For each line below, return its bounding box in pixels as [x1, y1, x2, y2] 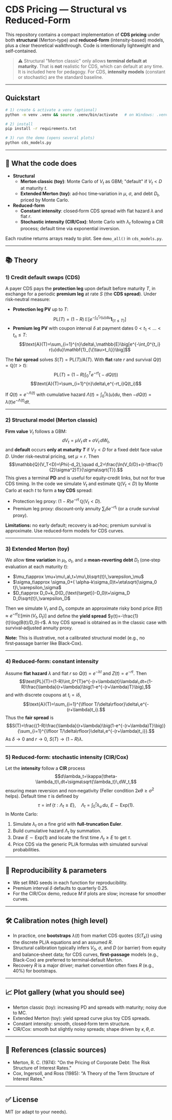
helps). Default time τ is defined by [5, 793, 79, 799]
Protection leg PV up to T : [12, 306, 69, 312]
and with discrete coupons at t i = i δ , [5, 692, 81, 699]
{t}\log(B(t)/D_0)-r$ [5, 619, 46, 626]
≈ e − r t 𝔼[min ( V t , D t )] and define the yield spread [5, 612, 107, 620]
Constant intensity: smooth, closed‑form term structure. [12, 1021, 131, 1027]
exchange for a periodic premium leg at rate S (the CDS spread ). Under [5, 291, 157, 297]
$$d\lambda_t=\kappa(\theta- [54, 773, 118, 779]
